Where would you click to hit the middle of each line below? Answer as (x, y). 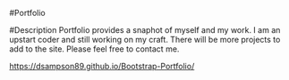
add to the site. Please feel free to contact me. (94, 49)
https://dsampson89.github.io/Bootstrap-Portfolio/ (102, 66)
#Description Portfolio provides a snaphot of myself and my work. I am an (145, 30)
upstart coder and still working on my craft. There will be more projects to (145, 40)
